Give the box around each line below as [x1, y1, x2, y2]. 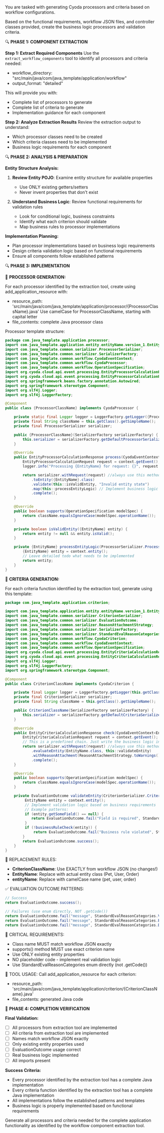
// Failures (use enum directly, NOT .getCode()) [5, 909, 108, 914]
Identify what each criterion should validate [19, 219, 107, 224]
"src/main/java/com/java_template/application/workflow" [12, 75, 127, 81]
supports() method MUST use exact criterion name [12, 946, 115, 952]
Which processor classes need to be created [12, 134, 102, 140]
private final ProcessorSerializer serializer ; [14, 423, 112, 429]
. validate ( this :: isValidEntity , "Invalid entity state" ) [31, 482, 150, 487]
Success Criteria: [5, 1068, 41, 1073]
